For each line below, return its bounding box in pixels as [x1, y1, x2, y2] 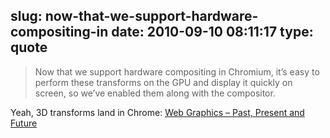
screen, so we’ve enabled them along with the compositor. [34, 87, 276, 99]
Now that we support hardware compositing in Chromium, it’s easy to [34, 65, 320, 78]
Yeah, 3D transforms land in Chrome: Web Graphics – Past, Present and [10, 106, 305, 118]
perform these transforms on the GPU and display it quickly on [34, 76, 293, 88]
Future [10, 117, 38, 129]
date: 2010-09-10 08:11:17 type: [111, 24, 314, 41]
